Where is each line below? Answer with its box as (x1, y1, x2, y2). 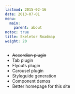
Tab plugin (12, 57, 33, 63)
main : (9, 20, 21, 26)
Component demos (12, 78, 51, 84)
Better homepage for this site (12, 83, 71, 89)
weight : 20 (5, 39, 27, 44)
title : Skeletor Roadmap (5, 35, 55, 39)
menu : (5, 16, 16, 21)
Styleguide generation (12, 73, 57, 78)
